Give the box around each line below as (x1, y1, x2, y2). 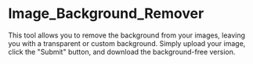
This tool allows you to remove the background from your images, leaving (8, 30, 245, 40)
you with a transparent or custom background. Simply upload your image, (8, 38, 246, 48)
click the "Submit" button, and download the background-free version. (8, 47, 236, 56)
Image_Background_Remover (8, 5, 204, 23)
